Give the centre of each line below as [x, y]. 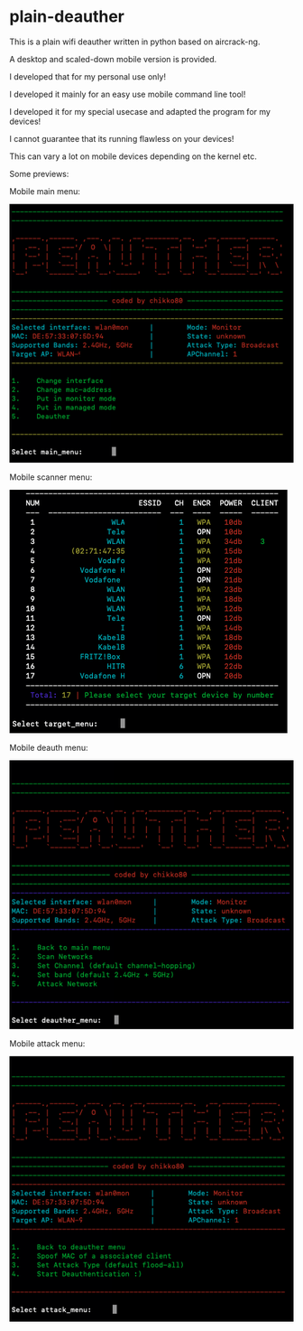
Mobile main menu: [45, 191]
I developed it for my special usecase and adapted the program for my [140, 111]
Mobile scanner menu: [51, 477]
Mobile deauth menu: [49, 747]
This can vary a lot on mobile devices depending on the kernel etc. [133, 156]
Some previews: [39, 173]
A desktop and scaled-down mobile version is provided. [113, 59]
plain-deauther [67, 17]
